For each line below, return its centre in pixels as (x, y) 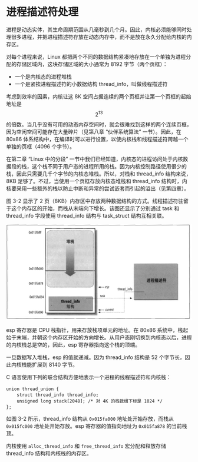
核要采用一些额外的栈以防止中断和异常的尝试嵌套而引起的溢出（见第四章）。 (98, 188)
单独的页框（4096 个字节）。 (41, 146)
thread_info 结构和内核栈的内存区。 (49, 453)
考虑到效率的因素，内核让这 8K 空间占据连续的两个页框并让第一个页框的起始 (99, 96)
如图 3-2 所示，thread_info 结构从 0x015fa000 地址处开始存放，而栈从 (90, 419)
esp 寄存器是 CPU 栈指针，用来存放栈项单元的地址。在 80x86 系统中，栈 (95, 330)
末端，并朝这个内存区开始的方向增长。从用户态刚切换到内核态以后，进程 (104, 338)
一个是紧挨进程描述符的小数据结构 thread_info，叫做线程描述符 (91, 84)
